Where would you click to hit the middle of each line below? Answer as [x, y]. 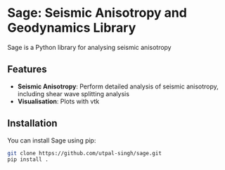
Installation [32, 123]
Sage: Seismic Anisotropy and [97, 13]
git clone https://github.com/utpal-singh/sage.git [84, 153]
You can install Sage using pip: [52, 140]
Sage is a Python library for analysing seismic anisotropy [89, 47]
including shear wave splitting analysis [73, 93]
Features [27, 69]
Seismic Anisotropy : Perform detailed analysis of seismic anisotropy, [118, 86]
